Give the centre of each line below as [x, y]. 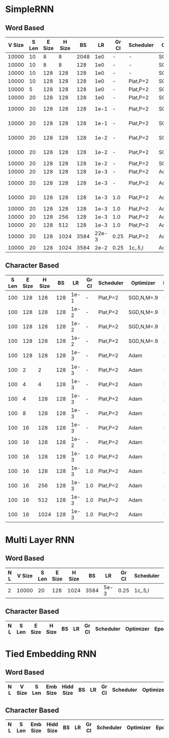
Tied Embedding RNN [51, 654]
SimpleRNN [30, 9]
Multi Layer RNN [40, 540]
